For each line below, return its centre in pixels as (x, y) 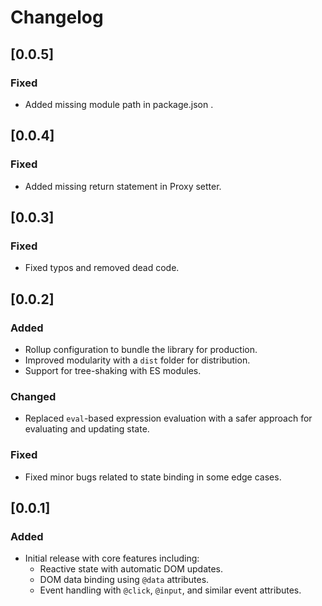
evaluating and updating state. (87, 429)
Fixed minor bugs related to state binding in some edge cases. (153, 477)
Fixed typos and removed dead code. (102, 268)
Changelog (57, 17)
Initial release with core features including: (112, 558)
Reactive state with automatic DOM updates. (131, 569)
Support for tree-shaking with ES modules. (113, 370)
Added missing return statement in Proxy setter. (123, 186)
